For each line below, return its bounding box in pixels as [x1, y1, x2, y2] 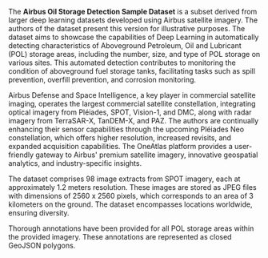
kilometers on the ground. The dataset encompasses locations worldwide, [8, 200, 253, 209]
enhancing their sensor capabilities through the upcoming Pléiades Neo [8, 124, 245, 134]
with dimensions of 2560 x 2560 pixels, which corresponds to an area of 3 [8, 191, 254, 200]
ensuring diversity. [8, 208, 70, 217]
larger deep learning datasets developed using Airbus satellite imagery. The [8, 15, 258, 25]
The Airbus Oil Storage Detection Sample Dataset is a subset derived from [8, 7, 258, 16]
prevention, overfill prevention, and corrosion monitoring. [8, 75, 197, 84]
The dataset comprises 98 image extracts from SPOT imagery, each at [8, 174, 241, 183]
